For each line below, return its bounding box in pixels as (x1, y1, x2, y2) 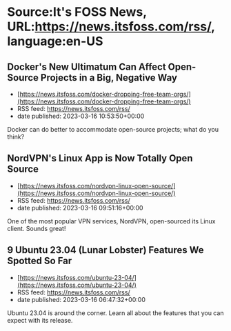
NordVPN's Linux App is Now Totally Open (7, 152, 193, 164)
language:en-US (7, 34, 103, 49)
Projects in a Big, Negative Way (40, 72, 178, 83)
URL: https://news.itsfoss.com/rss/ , (7, 19, 215, 34)
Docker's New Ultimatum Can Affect (7, 61, 167, 72)
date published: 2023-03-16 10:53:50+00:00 (17, 112, 145, 120)
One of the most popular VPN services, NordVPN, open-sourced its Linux (7, 217, 216, 225)
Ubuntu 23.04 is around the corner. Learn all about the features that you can (7, 308, 224, 317)
